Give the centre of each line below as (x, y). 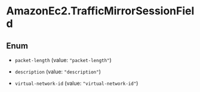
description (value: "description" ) (58, 72)
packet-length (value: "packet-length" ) (63, 60)
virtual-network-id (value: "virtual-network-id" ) (76, 83)
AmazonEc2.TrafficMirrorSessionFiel (100, 11)
